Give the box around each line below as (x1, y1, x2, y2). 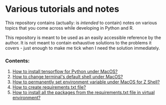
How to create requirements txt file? (12, 84, 86, 90)
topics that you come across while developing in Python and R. (5, 25, 134, 31)
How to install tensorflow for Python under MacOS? (12, 69, 118, 74)
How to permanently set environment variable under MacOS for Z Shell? (12, 79, 160, 85)
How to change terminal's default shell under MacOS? (12, 74, 123, 80)
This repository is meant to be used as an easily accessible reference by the (5, 35, 162, 40)
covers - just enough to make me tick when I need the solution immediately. (5, 45, 160, 51)
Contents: (5, 57, 30, 64)
